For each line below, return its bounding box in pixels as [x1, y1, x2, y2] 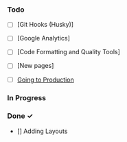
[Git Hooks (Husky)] [16, 21, 74, 29]
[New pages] [16, 62, 54, 70]
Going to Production [16, 75, 74, 84]
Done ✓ [7, 111, 34, 121]
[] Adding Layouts [16, 127, 68, 135]
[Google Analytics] [16, 34, 70, 43]
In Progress [7, 93, 47, 102]
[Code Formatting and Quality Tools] [16, 48, 120, 56]
